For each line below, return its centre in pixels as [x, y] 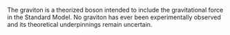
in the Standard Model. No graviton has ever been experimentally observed [114, 17]
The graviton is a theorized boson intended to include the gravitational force [115, 10]
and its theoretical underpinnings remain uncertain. [80, 24]
